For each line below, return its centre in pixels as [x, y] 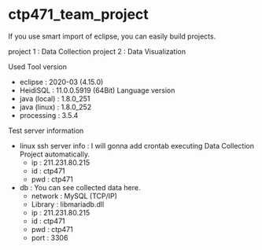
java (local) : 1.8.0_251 [55, 98]
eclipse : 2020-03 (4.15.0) [61, 82]
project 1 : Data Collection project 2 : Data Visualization [97, 51]
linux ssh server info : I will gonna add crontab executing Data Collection [137, 145]
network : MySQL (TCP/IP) [74, 196]
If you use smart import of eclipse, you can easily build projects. [112, 36]
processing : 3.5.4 [49, 115]
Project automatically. [55, 154]
